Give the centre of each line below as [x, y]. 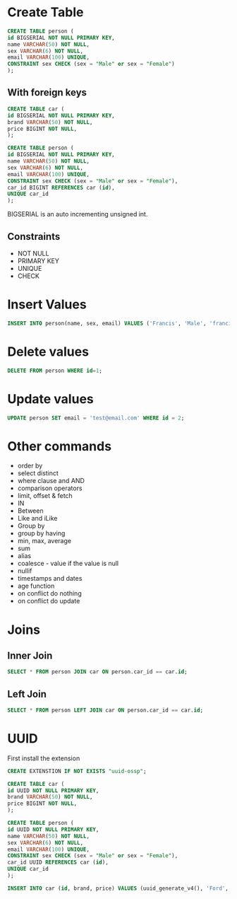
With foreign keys [47, 93]
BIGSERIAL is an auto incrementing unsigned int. [78, 214]
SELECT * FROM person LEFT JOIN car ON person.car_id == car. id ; [105, 710]
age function [36, 586]
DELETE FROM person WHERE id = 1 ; [55, 371]
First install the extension [44, 758]
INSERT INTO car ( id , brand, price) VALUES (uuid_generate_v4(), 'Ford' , [118, 888]
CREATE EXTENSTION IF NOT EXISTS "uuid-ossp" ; [77, 771]
